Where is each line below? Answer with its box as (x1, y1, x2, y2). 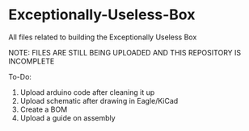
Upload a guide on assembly (19, 113, 116, 122)
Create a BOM (19, 104, 68, 114)
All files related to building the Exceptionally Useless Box (8, 32, 197, 42)
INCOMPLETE (8, 56, 55, 66)
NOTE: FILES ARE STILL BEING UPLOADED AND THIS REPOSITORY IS (8, 47, 241, 57)
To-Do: (8, 72, 32, 81)
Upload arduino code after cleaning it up (19, 87, 155, 97)
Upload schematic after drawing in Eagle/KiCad (19, 96, 179, 105)
